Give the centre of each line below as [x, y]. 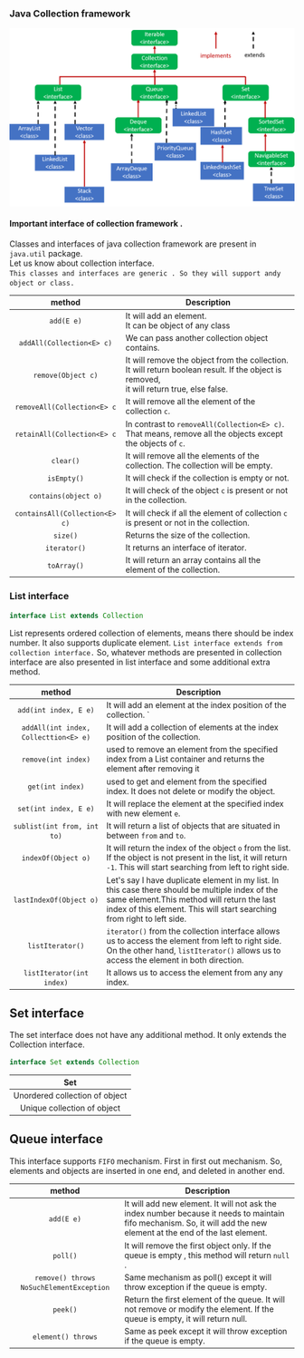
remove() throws [65, 1278]
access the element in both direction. [175, 960]
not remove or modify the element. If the [199, 1309]
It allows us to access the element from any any [195, 972]
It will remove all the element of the [190, 402]
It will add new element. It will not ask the [201, 1204]
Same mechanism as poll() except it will [198, 1277]
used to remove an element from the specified [192, 750]
